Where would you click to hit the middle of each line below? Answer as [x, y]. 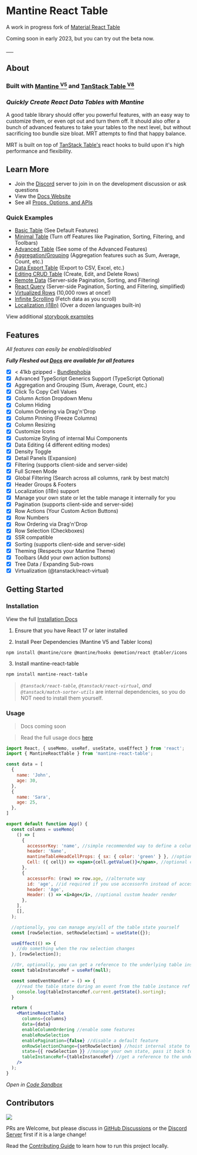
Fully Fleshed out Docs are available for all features [70, 360]
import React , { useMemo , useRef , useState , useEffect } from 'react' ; [95, 748]
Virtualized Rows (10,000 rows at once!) [63, 293]
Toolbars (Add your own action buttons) [63, 557]
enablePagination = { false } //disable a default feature [90, 1041]
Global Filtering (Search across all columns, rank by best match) [92, 478]
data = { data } [36, 1024]
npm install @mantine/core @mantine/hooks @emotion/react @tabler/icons [97, 653]
